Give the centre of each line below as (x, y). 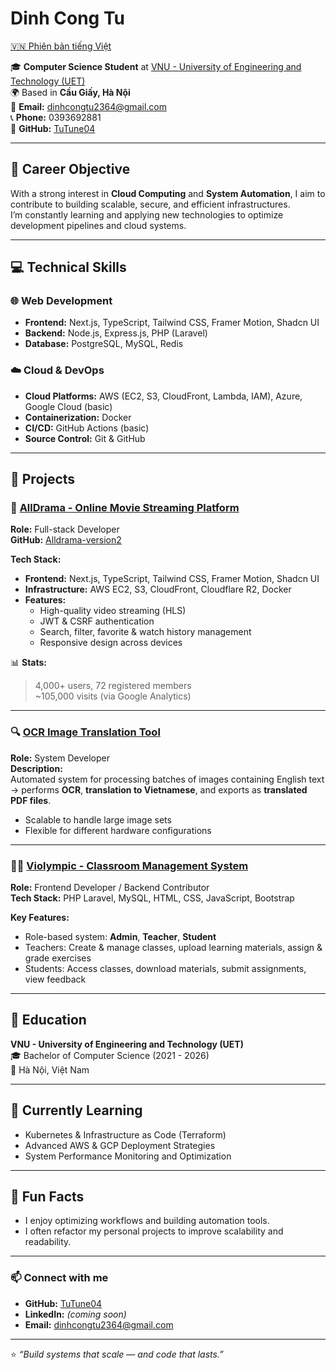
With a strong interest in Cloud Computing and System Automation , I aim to (168, 193)
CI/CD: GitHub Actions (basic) (87, 428)
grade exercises (58, 958)
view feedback (55, 979)
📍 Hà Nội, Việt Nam (50, 1069)
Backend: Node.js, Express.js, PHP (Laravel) (116, 333)
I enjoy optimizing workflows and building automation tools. (147, 1221)
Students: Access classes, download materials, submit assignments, (165, 969)
